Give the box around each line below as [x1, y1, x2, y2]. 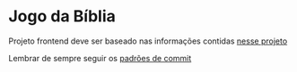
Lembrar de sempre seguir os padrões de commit [8, 52, 192, 63]
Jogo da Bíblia [8, 6, 116, 27]
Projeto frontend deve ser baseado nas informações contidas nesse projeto [8, 36, 288, 46]
